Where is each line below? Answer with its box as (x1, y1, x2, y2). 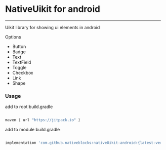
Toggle (12, 64, 27, 70)
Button (12, 43, 26, 49)
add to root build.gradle (5, 104, 53, 110)
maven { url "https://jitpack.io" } (5, 117, 81, 123)
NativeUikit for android (5, 3, 100, 15)
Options (5, 34, 21, 40)
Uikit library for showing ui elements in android (5, 24, 100, 30)
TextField (12, 59, 31, 65)
